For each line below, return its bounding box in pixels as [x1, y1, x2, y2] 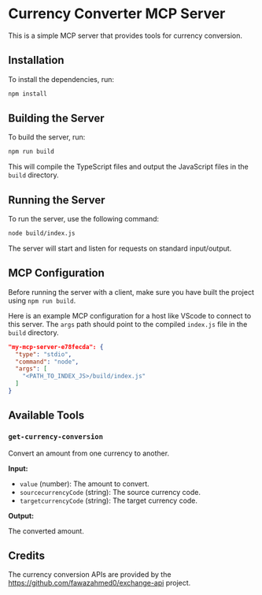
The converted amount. [8, 526, 84, 536]
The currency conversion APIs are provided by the [8, 570, 172, 579]
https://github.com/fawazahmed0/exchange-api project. [8, 578, 191, 588]
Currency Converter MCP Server [8, 5, 226, 23]
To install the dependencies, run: [8, 74, 115, 84]
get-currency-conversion [8, 433, 104, 441]
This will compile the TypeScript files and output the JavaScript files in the [8, 162, 249, 172]
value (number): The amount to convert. [19, 478, 149, 489]
